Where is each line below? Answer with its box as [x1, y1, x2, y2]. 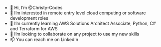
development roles [9, 15, 48, 21]
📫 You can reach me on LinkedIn [9, 37, 79, 42]
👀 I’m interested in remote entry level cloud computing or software [9, 10, 146, 16]
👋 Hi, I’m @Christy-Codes [9, 5, 63, 10]
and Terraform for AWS [9, 26, 58, 32]
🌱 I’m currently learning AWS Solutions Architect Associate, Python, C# [9, 20, 156, 26]
